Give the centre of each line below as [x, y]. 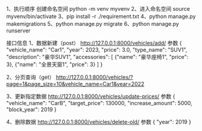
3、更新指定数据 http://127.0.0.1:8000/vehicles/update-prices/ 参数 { [91, 96]
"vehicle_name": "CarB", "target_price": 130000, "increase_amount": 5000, [99, 103]
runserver [18, 31]
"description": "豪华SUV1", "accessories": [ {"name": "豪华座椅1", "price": [97, 57]
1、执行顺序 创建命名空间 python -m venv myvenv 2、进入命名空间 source [98, 9]
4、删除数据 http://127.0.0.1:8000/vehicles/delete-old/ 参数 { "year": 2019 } [99, 122]
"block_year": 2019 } [32, 109]
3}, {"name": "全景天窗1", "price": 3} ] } [55, 64]
